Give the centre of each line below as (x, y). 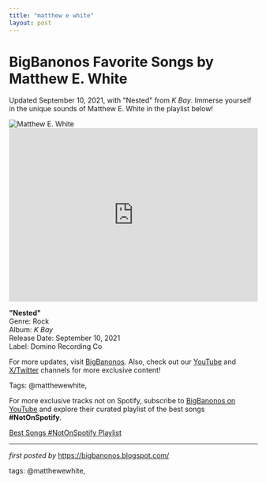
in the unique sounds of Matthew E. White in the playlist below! (111, 109)
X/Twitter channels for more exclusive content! (85, 370)
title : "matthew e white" (51, 15)
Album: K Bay (31, 330)
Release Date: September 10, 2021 (65, 338)
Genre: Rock (29, 321)
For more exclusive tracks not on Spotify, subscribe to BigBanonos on (122, 401)
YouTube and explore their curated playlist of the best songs (107, 409)
